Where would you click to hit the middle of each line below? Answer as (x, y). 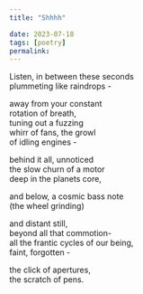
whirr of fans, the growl (53, 133)
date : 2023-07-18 (42, 34)
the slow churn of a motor (57, 169)
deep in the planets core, (55, 179)
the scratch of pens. (47, 280)
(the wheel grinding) (47, 206)
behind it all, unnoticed (52, 160)
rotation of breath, (43, 113)
